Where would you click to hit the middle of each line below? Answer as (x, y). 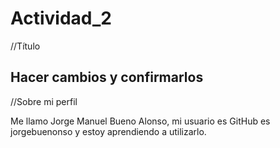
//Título (25, 46)
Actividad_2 (61, 18)
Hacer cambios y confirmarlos (107, 77)
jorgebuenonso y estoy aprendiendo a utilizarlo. (108, 131)
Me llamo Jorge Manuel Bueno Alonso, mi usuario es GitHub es (140, 121)
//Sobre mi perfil (44, 101)
